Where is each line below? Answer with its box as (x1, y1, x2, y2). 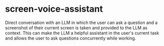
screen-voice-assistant (5, 3, 103, 15)
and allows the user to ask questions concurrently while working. (5, 35, 136, 41)
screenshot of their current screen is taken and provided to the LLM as (5, 24, 148, 30)
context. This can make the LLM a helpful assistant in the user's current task (5, 30, 159, 36)
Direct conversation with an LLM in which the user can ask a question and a (5, 20, 158, 25)
